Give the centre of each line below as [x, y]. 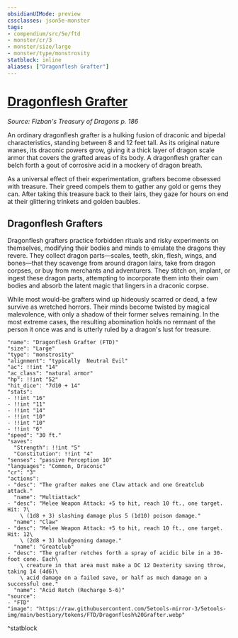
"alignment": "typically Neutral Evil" [68, 361]
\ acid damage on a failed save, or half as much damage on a [114, 578]
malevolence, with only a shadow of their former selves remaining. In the [113, 314]
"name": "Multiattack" [47, 497]
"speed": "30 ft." [34, 435]
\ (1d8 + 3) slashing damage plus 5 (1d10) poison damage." [110, 516]
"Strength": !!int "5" [47, 448]
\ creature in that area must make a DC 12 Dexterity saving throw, [123, 566]
